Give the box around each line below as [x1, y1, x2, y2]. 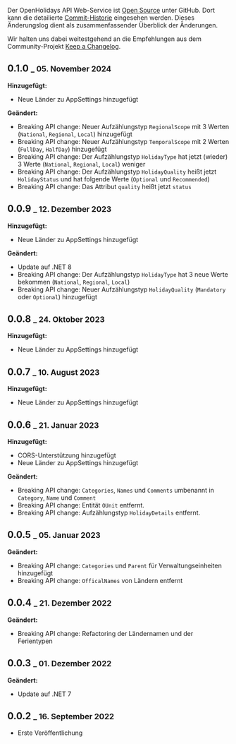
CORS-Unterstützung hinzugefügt [17, 451, 116, 460]
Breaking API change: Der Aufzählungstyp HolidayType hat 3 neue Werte [17, 270, 229, 278]
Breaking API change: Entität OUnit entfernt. [17, 501, 144, 510]
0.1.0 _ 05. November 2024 [7, 63, 111, 75]
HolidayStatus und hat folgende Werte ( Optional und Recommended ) [17, 174, 210, 183]
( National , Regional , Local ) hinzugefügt [17, 130, 132, 138]
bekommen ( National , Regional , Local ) [17, 277, 130, 286]
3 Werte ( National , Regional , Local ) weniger [17, 160, 146, 168]
